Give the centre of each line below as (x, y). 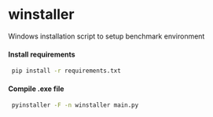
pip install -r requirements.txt (66, 71)
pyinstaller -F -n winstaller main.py (75, 105)
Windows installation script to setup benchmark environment (106, 36)
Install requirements (42, 54)
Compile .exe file (36, 89)
